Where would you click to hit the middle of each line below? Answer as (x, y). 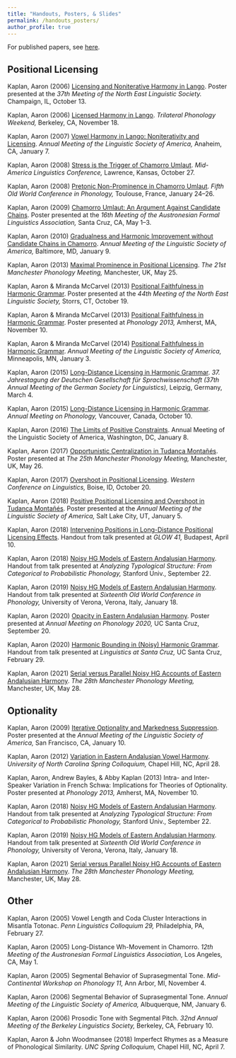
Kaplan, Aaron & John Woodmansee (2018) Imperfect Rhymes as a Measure (118, 1039)
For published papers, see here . (54, 47)
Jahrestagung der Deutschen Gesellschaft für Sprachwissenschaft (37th (113, 380)
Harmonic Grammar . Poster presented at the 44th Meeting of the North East (118, 293)
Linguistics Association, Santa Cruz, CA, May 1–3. (79, 223)
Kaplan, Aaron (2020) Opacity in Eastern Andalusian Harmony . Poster (108, 616)
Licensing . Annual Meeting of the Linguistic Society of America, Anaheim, (115, 144)
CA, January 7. (29, 151)
